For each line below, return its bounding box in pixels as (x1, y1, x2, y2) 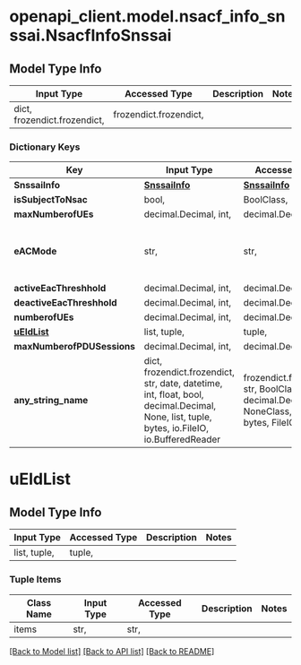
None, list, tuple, (143, 410, 212, 423)
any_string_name (13, 394, 89, 407)
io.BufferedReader (143, 433, 221, 445)
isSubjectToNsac (13, 194, 88, 206)
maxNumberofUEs (13, 208, 94, 220)
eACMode (13, 245, 57, 257)
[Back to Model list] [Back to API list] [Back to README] (9, 645, 215, 656)
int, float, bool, (143, 388, 204, 401)
